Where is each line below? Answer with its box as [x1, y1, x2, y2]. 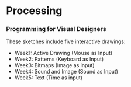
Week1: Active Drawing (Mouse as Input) [14, 50, 113, 57]
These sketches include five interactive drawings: [6, 38, 126, 45]
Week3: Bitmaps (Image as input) [14, 62, 95, 69]
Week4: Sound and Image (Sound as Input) [14, 68, 119, 75]
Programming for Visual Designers [6, 25, 106, 33]
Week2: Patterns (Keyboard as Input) [14, 55, 104, 62]
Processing [6, 4, 63, 18]
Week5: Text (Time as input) [14, 74, 83, 81]
